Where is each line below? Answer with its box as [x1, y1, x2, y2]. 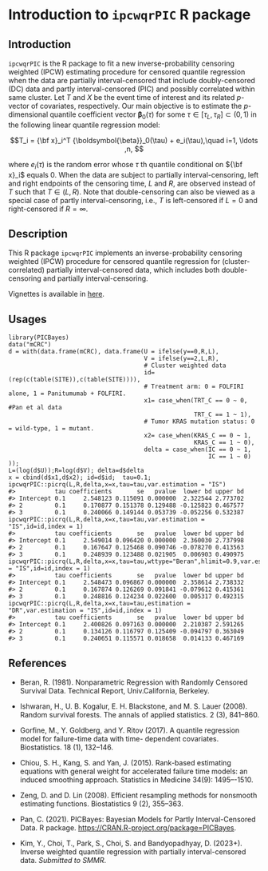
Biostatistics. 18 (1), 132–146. [19, 742, 114, 753]
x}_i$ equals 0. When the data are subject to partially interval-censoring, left [8, 170, 259, 179]
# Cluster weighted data [144, 362, 227, 370]
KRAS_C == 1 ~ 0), [194, 438, 255, 447]
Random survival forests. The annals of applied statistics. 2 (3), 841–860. [19, 710, 260, 720]
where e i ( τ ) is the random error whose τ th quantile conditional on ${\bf [8, 159, 243, 171]
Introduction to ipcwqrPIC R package [8, 6, 251, 24]
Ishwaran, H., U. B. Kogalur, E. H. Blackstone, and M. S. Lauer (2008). [19, 701, 248, 711]
